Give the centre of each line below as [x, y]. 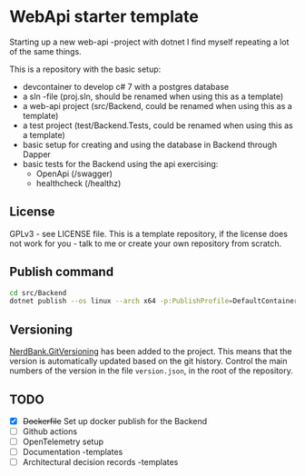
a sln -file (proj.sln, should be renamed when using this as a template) [153, 96]
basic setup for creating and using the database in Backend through [150, 144]
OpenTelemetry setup [63, 441]
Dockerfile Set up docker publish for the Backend [115, 421]
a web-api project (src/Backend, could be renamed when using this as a [157, 105]
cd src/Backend [38, 293]
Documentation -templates [73, 452]
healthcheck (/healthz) [79, 183]
